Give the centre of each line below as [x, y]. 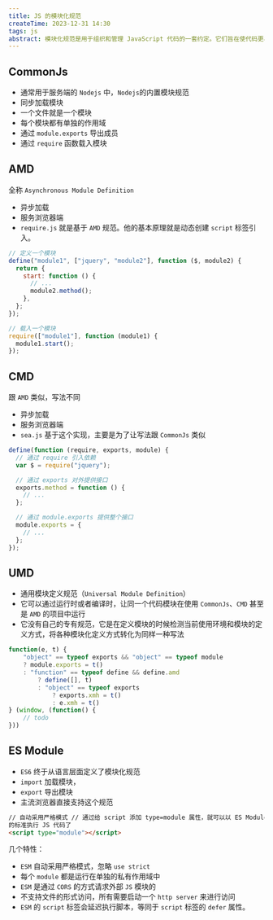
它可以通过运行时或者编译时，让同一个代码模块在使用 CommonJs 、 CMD [134, 604]
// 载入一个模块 [32, 328]
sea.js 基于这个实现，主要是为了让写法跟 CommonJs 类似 [113, 435]
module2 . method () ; [61, 291]
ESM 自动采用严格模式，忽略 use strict [85, 866]
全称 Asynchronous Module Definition [71, 190]
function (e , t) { [38, 650]
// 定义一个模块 [32, 253]
